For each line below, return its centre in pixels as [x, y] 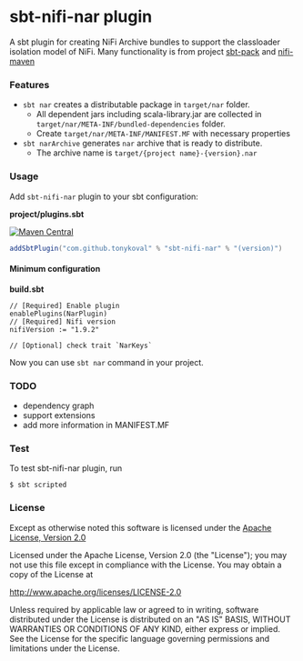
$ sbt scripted [38, 485]
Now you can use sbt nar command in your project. [107, 362]
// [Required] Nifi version [63, 321]
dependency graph [58, 406]
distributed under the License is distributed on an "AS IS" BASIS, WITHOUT [150, 619]
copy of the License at [51, 574]
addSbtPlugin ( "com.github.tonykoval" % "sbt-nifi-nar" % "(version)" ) [146, 248]
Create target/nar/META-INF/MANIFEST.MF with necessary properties [163, 134]
